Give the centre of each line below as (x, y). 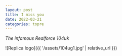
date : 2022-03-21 (24, 19)
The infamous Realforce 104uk (37, 38)
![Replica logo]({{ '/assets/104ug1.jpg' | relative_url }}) (61, 48)
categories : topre (25, 24)
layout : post (19, 10)
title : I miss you (25, 15)
